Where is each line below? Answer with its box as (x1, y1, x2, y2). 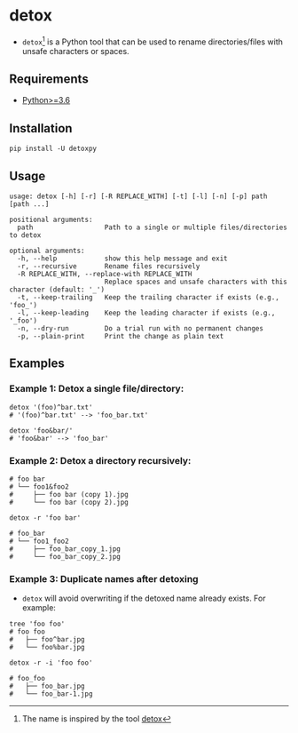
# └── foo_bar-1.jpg (9, 689, 93, 698)
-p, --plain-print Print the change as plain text (17, 332, 224, 341)
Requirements (9, 71, 89, 86)
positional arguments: (9, 215, 93, 225)
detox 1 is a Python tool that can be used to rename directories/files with (21, 35, 284, 47)
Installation (9, 121, 73, 136)
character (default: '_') (9, 285, 105, 294)
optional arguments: (9, 246, 86, 256)
